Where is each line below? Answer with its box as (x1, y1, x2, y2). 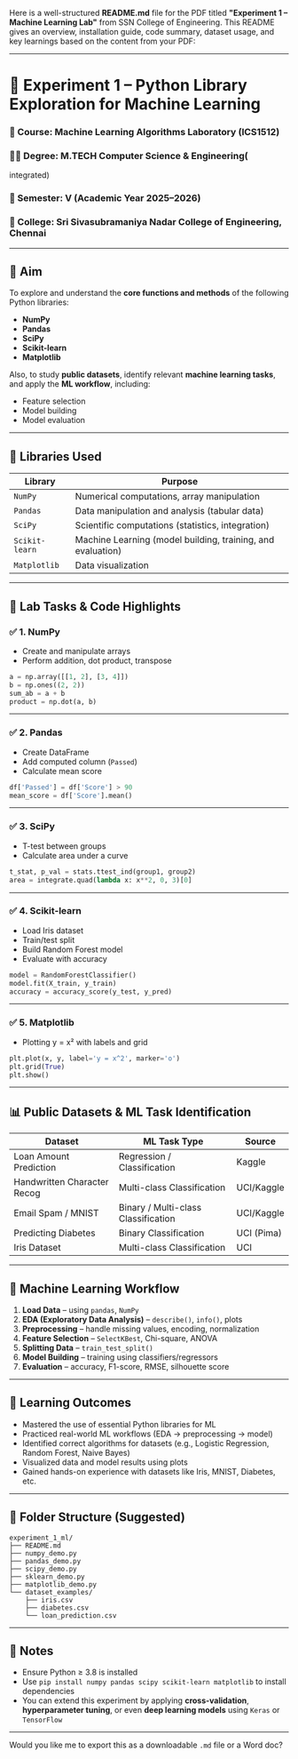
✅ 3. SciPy (9, 820, 55, 833)
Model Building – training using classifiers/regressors (21, 1352, 219, 1363)
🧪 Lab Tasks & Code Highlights (9, 599, 182, 614)
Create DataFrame (21, 747, 90, 757)
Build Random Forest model (21, 944, 123, 955)
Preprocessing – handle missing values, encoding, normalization (21, 1323, 260, 1334)
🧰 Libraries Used (9, 449, 102, 464)
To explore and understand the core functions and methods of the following (9, 288, 289, 299)
